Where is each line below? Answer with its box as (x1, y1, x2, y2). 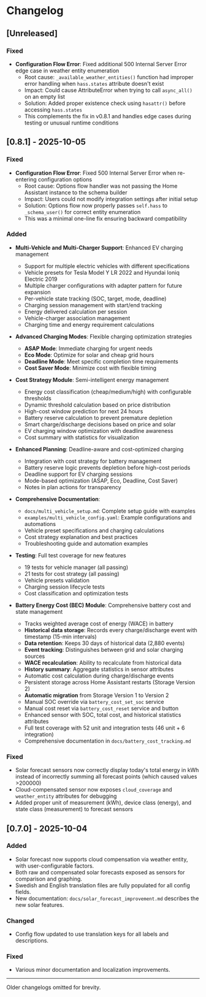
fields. (15, 888, 31, 895)
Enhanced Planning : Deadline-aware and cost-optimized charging (15, 445, 184, 453)
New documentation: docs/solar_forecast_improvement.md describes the (15, 895, 199, 902)
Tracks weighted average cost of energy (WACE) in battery (24, 620, 174, 627)
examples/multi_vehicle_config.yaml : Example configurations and (24, 513, 192, 521)
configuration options (37, 175, 93, 183)
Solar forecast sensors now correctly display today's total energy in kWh (15, 766, 199, 774)
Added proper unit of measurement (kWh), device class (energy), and (15, 799, 192, 806)
